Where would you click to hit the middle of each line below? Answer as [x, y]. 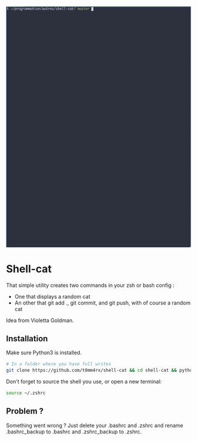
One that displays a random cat [52, 296]
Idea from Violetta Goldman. [40, 320]
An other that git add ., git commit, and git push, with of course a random [102, 303]
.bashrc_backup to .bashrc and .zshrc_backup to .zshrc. [74, 432]
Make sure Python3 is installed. [44, 353]
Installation [27, 339]
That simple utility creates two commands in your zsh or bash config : [90, 285]
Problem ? [25, 411]
